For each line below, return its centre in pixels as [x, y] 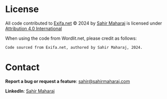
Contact [22, 68]
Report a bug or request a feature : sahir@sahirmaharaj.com [68, 81]
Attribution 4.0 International [33, 28]
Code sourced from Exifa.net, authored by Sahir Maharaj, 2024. [74, 47]
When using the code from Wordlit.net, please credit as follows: [71, 38]
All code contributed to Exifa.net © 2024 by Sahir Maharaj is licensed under [84, 23]
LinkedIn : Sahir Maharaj [30, 91]
